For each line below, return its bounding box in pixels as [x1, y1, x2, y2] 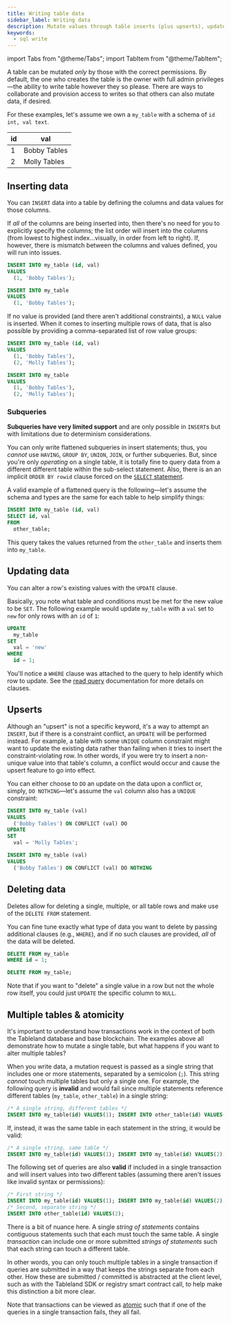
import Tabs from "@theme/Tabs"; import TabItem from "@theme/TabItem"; [7, 54, 222, 63]
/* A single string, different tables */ [7, 1105, 128, 1112]
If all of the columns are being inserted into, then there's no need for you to [7, 219, 220, 227]
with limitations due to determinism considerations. [7, 430, 152, 438]
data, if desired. [7, 97, 52, 105]
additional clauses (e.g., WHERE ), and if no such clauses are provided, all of [7, 929, 217, 938]
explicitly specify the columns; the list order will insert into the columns [7, 226, 208, 235]
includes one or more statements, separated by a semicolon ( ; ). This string [7, 1069, 220, 1077]
